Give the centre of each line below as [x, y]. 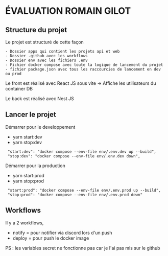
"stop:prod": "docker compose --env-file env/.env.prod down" [75, 195]
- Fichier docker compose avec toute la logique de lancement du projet [84, 65]
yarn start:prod [28, 175]
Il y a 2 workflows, [25, 223]
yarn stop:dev [27, 142]
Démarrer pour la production [35, 166]
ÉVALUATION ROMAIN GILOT [68, 11]
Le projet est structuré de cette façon [45, 42]
